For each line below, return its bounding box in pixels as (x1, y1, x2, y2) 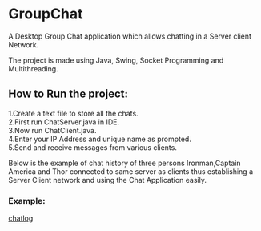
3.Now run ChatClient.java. (8, 125, 97, 135)
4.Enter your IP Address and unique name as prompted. (8, 134, 192, 144)
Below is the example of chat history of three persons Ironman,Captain (8, 158, 242, 168)
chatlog (8, 213, 34, 223)
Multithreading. (8, 63, 58, 73)
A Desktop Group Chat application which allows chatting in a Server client (8, 31, 252, 41)
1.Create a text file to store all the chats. (8, 108, 139, 118)
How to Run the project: (8, 87, 129, 101)
